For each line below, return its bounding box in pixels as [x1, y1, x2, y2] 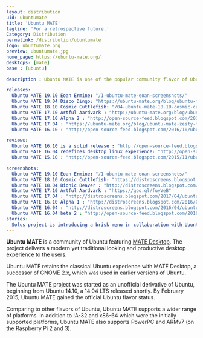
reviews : [6, 138, 28, 144]
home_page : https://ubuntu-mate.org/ [6, 54, 101, 60]
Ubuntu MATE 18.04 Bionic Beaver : [11, 182, 101, 188]
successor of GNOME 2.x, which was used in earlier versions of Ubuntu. [6, 269, 187, 276]
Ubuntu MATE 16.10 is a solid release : [11, 143, 115, 149]
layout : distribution [6, 8, 61, 15]
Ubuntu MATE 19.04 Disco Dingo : [11, 98, 94, 105]
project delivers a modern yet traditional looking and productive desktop [6, 245, 186, 252]
